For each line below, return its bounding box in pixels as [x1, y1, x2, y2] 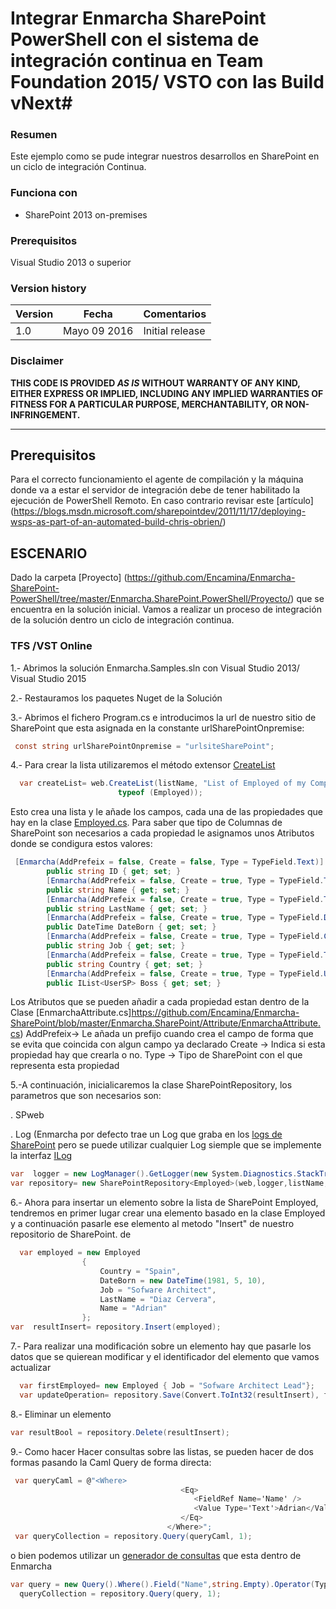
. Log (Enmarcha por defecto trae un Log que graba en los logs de [10, 1128, 283, 1141]
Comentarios [143, 307, 207, 321]
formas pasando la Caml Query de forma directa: [10, 1456, 212, 1468]
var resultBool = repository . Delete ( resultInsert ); [10, 1427, 230, 1437]
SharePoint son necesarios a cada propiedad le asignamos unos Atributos [10, 827, 315, 839]
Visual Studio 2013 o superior [10, 257, 132, 269]
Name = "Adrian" [99, 1303, 168, 1314]
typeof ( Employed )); [117, 788, 203, 798]
